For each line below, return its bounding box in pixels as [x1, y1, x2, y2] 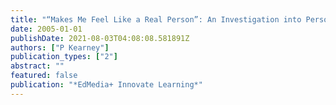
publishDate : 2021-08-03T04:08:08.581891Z [10, 33, 190, 43]
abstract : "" [10, 61, 65, 71]
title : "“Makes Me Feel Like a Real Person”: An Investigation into [10, 14, 302, 25]
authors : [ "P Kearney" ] [10, 42, 110, 53]
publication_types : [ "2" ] [10, 52, 118, 62]
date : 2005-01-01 [10, 24, 83, 34]
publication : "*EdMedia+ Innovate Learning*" [10, 80, 203, 90]
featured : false [10, 71, 78, 81]
